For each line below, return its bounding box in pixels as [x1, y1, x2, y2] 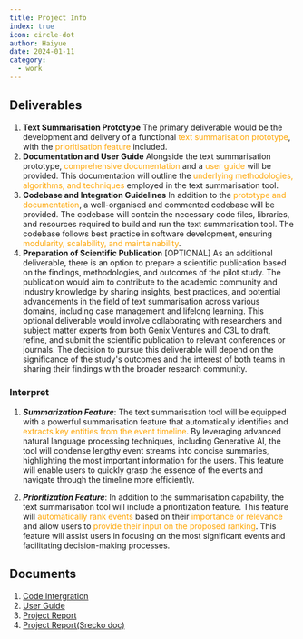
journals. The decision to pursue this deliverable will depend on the [22, 344, 274, 354]
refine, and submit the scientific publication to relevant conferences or [22, 334, 286, 345]
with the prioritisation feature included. [22, 141, 168, 152]
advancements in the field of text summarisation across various [22, 295, 260, 306]
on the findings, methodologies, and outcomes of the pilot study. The [22, 266, 281, 277]
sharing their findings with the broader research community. [22, 363, 248, 374]
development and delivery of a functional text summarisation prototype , [22, 131, 291, 142]
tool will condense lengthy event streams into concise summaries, [22, 444, 269, 455]
